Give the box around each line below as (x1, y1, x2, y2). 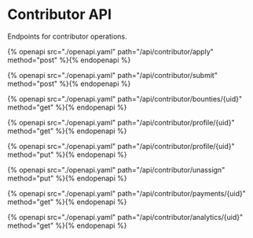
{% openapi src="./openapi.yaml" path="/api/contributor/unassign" (7, 165, 225, 174)
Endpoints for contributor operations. (7, 32, 127, 41)
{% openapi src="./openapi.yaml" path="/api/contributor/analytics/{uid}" (7, 212, 244, 221)
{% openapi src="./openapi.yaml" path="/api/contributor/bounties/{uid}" (7, 94, 243, 103)
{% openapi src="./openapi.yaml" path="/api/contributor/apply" (7, 46, 214, 56)
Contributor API (7, 6, 112, 24)
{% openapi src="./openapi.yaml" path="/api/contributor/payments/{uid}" (7, 188, 247, 198)
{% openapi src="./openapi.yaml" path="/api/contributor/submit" (7, 70, 218, 80)
